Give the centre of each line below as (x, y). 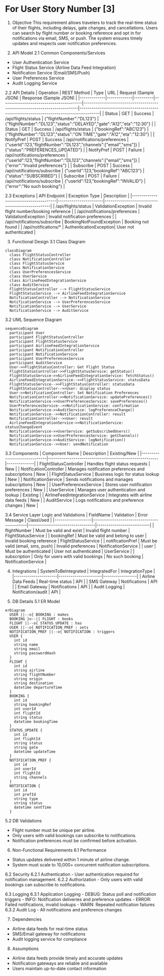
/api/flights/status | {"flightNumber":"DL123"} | (52, 118)
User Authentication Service (41, 62)
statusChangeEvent (24, 427)
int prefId (25, 794)
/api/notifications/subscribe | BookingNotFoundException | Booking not (77, 222)
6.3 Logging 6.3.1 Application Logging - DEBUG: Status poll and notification (81, 894)
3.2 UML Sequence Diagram (34, 320)
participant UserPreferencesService (47, 358)
